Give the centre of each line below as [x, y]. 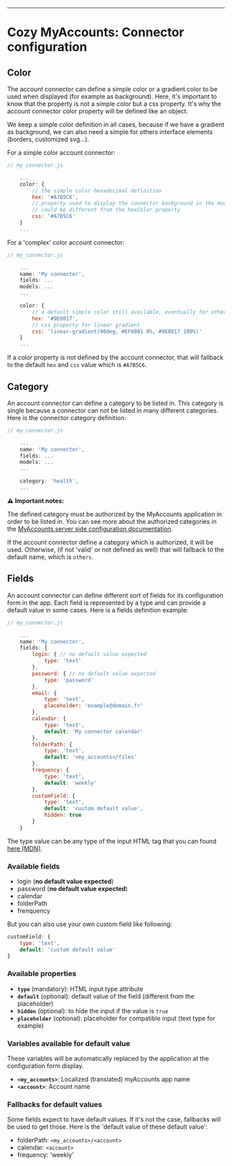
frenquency [33, 911]
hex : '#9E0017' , [55, 319]
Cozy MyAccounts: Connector [96, 32]
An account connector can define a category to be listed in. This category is [115, 403]
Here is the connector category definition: [67, 417]
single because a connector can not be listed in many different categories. [113, 410]
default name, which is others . [50, 556]
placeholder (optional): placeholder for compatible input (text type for [116, 1018]
